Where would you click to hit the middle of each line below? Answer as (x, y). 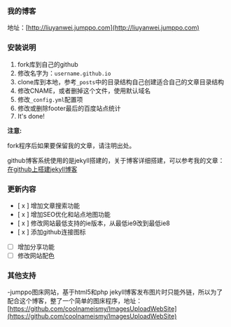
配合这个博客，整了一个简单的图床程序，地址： (75, 301)
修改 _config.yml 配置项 (50, 99)
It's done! (31, 116)
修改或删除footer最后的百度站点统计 (69, 108)
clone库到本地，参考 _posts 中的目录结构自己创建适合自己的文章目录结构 (120, 81)
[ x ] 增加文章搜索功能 (49, 206)
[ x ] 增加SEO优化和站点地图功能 (64, 214)
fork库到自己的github (48, 64)
